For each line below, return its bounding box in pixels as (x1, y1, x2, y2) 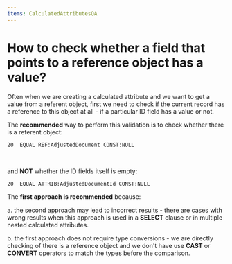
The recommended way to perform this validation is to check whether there (7, 121, 224, 129)
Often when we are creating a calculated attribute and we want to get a (7, 92, 210, 100)
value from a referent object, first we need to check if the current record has (7, 100, 225, 108)
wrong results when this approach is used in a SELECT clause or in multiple (7, 213, 223, 222)
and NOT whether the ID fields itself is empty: (7, 167, 138, 175)
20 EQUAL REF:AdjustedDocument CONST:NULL (7, 141, 135, 148)
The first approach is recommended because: (7, 192, 141, 201)
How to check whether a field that (7, 39, 206, 55)
